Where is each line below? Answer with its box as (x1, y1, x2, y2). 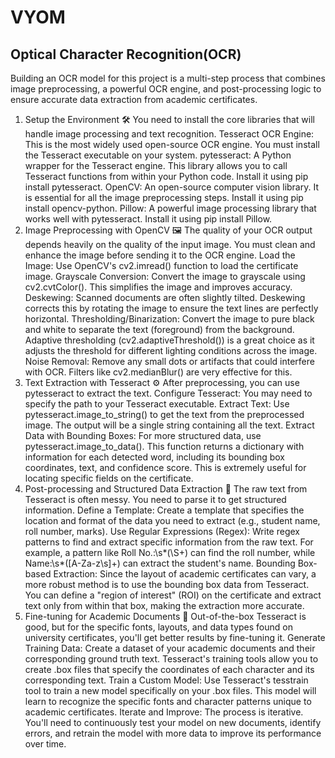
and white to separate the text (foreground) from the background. (24, 324, 295, 335)
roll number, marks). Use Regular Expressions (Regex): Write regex (24, 526, 300, 537)
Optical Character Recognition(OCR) (10, 46, 242, 63)
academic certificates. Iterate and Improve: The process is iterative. (24, 706, 304, 718)
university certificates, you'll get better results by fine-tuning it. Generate (24, 632, 326, 643)
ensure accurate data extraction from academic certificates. (10, 94, 258, 105)
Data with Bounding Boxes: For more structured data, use (24, 430, 262, 441)
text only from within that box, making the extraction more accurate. (24, 600, 305, 611)
